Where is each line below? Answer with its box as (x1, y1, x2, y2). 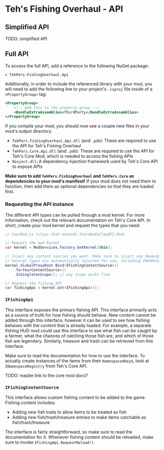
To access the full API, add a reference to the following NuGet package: (5, 62, 149, 69)
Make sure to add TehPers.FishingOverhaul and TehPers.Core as (5, 173, 134, 179)
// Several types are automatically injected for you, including (5, 259, 141, 264)
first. (5, 189, 15, 195)
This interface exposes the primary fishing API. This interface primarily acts (5, 307, 157, 313)
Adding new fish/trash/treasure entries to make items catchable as (12, 414, 146, 420)
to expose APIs (12, 164, 43, 169)
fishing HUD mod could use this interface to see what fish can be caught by (5, 327, 158, 333)
